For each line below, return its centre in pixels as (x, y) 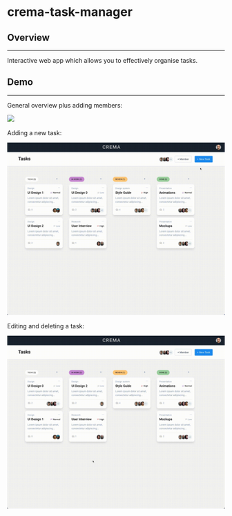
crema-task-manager (70, 12)
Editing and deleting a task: (46, 326)
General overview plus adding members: (65, 105)
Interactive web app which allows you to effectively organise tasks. (103, 60)
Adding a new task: (35, 132)
